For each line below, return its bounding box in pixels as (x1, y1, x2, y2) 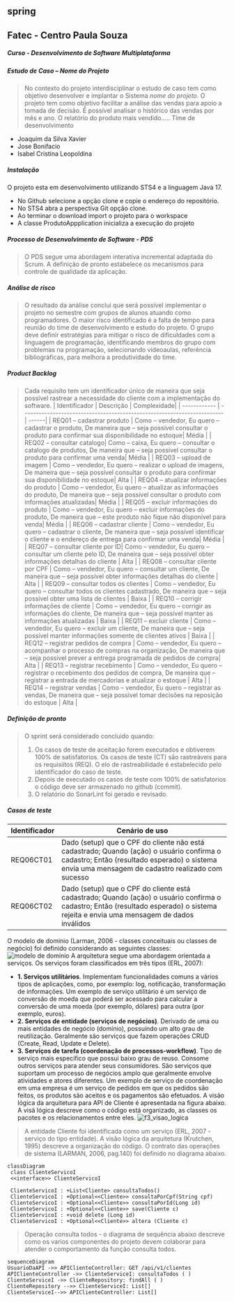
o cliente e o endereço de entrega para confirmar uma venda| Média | (24, 535, 225, 543)
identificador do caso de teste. (34, 768, 123, 776)
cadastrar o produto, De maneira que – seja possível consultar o (24, 424, 208, 432)
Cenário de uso (116, 826, 169, 835)
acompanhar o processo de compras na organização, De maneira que (24, 646, 226, 654)
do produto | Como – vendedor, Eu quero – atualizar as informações (24, 483, 219, 491)
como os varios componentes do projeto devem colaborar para (24, 1237, 206, 1245)
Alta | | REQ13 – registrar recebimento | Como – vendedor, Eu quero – (24, 661, 223, 669)
